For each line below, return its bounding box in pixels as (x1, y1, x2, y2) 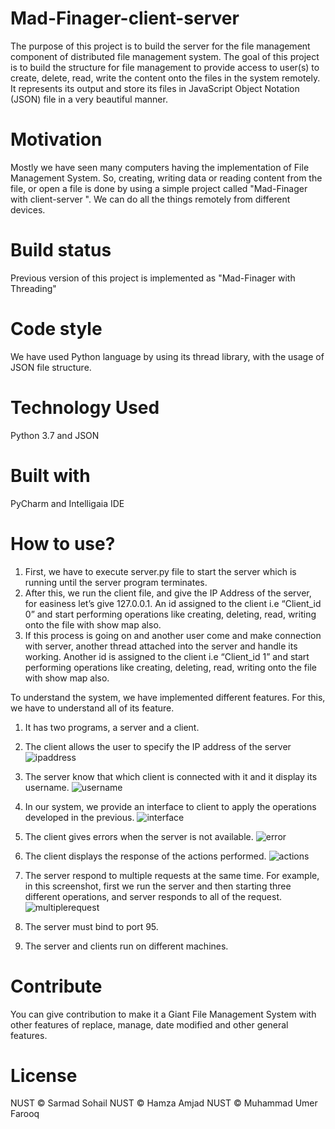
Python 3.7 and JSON (10, 429, 100, 441)
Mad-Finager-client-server (10, 7, 240, 30)
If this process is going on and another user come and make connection (24, 629, 322, 641)
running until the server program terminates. (24, 576, 208, 588)
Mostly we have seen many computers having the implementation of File (10, 161, 310, 173)
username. (24, 781, 70, 793)
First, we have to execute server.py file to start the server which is (24, 565, 297, 577)
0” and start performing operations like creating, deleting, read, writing (24, 608, 317, 620)
